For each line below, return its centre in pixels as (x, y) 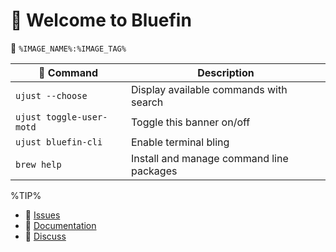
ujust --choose (51, 95)
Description (226, 72)
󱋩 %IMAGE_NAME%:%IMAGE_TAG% (68, 48)
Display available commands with (209, 89)
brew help (38, 164)
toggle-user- (77, 117)
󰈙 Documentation (60, 225)
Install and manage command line (209, 158)
